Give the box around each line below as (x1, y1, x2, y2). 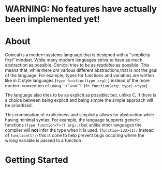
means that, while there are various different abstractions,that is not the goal (5, 67, 158, 73)
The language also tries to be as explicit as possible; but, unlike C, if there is (5, 92, 157, 98)
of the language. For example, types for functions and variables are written (5, 73, 154, 78)
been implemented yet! (5, 14, 100, 25)
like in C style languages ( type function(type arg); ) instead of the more (5, 77, 150, 83)
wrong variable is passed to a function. (5, 138, 83, 143)
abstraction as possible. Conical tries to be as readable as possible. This (5, 62, 150, 68)
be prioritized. (5, 103, 33, 108)
